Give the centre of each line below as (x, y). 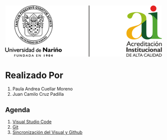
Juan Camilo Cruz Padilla (38, 94)
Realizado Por (34, 75)
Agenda (18, 110)
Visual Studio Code (32, 122)
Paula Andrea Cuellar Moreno (42, 89)
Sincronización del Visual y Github (47, 133)
